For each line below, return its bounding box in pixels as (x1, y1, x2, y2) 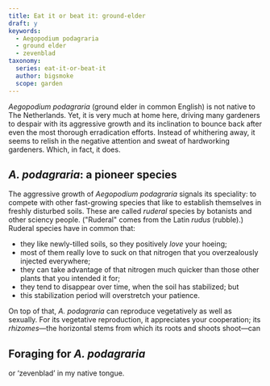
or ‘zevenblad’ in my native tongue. (8, 368, 125, 378)
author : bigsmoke (15, 72, 74, 80)
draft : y (8, 19, 38, 27)
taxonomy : (8, 57, 42, 65)
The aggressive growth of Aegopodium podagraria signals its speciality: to (8, 189, 256, 199)
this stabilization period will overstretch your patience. (19, 291, 200, 300)
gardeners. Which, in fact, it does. (8, 145, 121, 154)
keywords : (8, 27, 42, 35)
